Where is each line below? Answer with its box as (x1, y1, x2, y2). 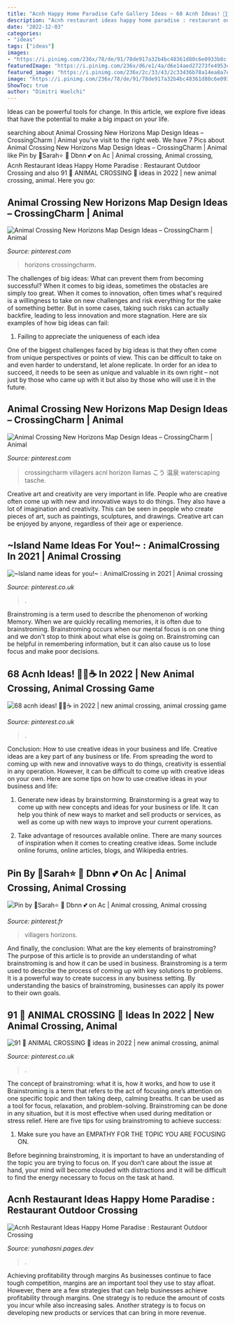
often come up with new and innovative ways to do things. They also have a (7, 497, 226, 505)
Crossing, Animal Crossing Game (7, 682, 155, 694)
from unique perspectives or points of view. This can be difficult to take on (7, 353, 222, 361)
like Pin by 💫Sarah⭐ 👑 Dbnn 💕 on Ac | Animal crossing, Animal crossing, (7, 151, 213, 160)
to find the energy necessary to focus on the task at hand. (7, 1174, 175, 1181)
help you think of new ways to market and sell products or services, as (17, 810, 222, 819)
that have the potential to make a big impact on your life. (7, 115, 170, 123)
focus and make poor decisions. (7, 647, 100, 655)
